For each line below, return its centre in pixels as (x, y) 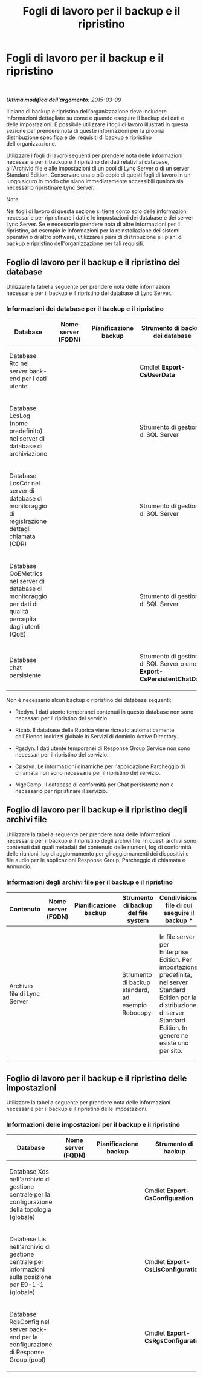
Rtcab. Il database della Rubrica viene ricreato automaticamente (95, 730)
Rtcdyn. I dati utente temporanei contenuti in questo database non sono (104, 712)
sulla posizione (31, 1277)
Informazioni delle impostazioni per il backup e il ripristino (93, 1124)
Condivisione (179, 898)
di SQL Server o (162, 664)
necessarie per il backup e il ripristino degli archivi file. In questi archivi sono (101, 840)
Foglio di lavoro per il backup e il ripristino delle (97, 1078)
